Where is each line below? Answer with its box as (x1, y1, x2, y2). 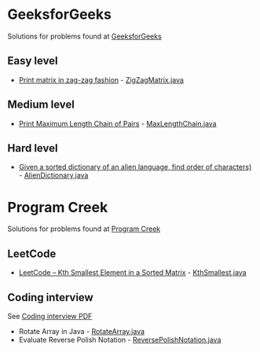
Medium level (7, 98, 75, 112)
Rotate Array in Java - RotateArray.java (18, 326, 145, 335)
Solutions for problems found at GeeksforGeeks (7, 31, 162, 41)
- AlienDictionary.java (18, 170, 89, 180)
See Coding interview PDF (7, 311, 93, 321)
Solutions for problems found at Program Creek (7, 224, 161, 233)
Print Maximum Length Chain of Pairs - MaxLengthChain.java (18, 119, 217, 128)
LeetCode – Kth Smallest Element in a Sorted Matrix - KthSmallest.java (18, 268, 247, 277)
